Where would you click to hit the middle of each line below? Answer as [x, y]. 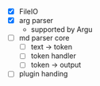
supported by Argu [62, 29]
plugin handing [43, 74]
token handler [53, 56]
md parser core [44, 38]
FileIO [29, 12]
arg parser [36, 21]
